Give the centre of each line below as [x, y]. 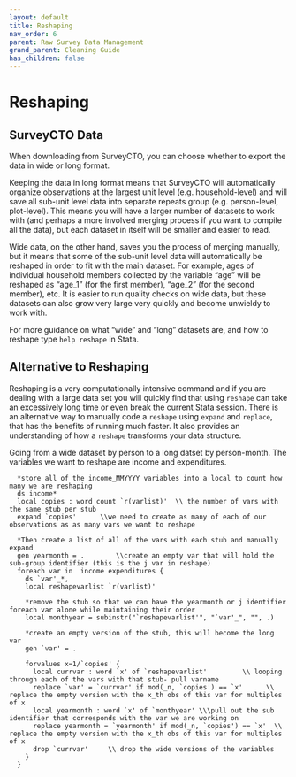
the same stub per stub [53, 509]
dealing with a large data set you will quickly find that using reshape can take [148, 397]
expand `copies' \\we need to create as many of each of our [142, 517]
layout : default [39, 17]
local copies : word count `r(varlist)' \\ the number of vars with [148, 501]
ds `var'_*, [47, 579]
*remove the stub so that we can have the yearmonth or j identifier [156, 602]
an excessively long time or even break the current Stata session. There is [144, 407]
